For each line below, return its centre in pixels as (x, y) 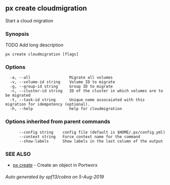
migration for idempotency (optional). (48, 104)
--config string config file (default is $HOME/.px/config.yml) (92, 132)
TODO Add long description (34, 45)
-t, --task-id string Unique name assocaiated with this (77, 100)
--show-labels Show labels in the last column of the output (91, 141)
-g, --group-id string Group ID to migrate (62, 87)
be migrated (18, 96)
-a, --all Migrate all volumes (62, 78)
